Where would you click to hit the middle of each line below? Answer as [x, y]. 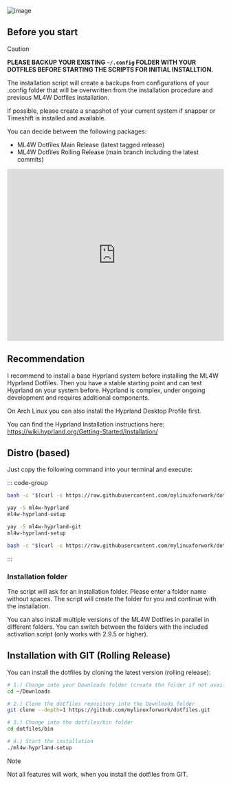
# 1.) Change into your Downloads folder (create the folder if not [107, 685]
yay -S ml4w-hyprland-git [44, 527]
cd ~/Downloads [29, 691]
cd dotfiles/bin [30, 729]
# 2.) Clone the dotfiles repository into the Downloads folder [101, 704]
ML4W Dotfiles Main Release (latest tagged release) [91, 144]
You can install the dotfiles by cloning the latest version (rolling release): [109, 672]
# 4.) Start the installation [51, 742]
